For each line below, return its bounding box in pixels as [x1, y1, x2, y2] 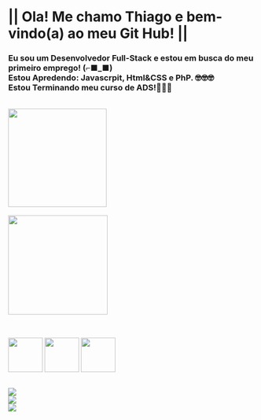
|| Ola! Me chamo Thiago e [8, 8, 184, 26]
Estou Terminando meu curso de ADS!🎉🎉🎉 [8, 83, 173, 94]
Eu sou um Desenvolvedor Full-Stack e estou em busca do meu [8, 53, 254, 64]
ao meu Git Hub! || [67, 24, 189, 42]
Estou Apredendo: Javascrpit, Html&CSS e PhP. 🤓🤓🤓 [8, 72, 215, 83]
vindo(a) [8, 24, 64, 42]
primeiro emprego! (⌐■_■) [8, 63, 113, 74]
